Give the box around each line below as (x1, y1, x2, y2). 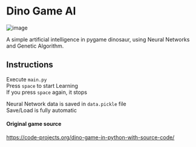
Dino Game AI (6, 4, 76, 18)
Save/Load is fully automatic (6, 107, 77, 114)
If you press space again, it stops (6, 89, 88, 96)
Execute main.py (6, 75, 47, 83)
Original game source (6, 120, 62, 128)
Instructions (6, 60, 53, 70)
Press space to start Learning (6, 82, 79, 89)
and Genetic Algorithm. (6, 42, 64, 49)
